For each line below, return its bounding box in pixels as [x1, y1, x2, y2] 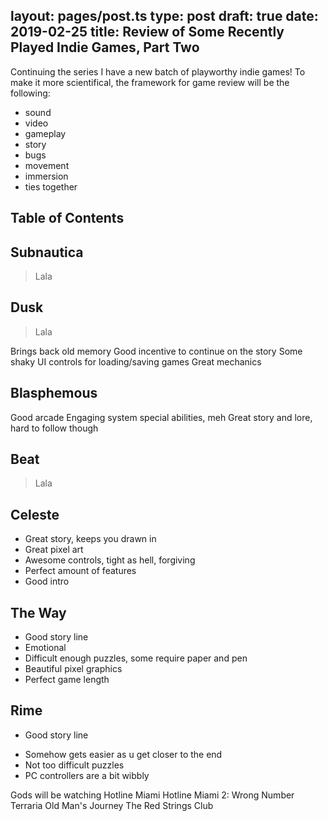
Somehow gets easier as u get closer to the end [24, 748, 223, 760]
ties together [24, 180, 78, 193]
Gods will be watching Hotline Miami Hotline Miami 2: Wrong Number [10, 789, 295, 801]
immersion [24, 170, 69, 182]
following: [10, 87, 51, 99]
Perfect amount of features [24, 565, 137, 577]
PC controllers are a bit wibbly [24, 769, 150, 781]
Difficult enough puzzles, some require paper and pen [24, 652, 248, 664]
